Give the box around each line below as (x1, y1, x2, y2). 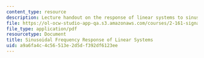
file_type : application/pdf (6, 25, 78, 32)
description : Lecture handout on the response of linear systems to (6, 14, 183, 21)
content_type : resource (6, 8, 67, 15)
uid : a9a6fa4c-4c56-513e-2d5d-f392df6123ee (6, 43, 118, 49)
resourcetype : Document (6, 31, 67, 37)
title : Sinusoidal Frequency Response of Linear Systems (6, 37, 154, 43)
